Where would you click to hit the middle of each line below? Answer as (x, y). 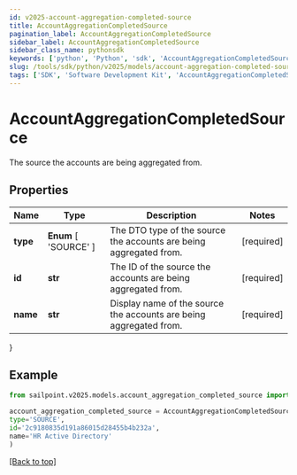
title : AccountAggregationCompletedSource (88, 26)
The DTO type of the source (168, 230)
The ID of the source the (160, 267)
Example (34, 374)
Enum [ (63, 236)
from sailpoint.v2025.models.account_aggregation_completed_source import (150, 395)
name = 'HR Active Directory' (61, 436)
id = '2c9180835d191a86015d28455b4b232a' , (85, 428)
